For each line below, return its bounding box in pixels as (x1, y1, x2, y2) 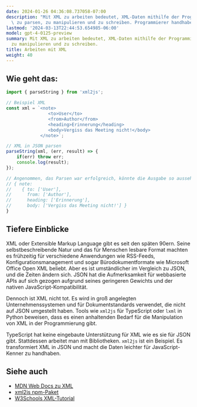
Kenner (6, 350, 23, 357)
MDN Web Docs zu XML (14, 382, 73, 389)
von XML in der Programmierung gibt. (6, 320, 97, 327)
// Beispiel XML (6, 100, 46, 106)
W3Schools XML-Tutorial (14, 395, 75, 402)
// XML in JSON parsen (6, 143, 62, 149)
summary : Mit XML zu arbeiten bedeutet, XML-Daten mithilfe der (6, 36, 167, 42)
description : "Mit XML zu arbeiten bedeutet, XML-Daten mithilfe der (6, 14, 180, 20)
